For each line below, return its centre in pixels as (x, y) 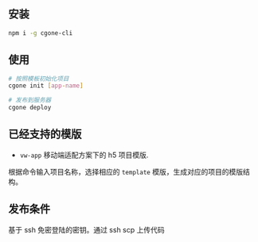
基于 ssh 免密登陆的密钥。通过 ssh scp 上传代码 (86, 229)
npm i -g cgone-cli (41, 33)
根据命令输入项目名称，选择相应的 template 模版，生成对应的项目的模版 (126, 171)
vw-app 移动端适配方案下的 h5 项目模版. (84, 155)
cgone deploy (30, 108)
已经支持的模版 (45, 134)
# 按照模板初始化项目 (39, 79)
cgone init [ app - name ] (46, 86)
